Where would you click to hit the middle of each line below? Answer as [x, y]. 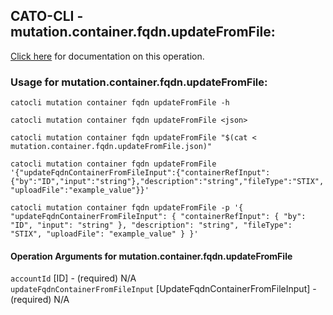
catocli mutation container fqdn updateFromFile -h [120, 103]
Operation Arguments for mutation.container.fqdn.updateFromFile [151, 256]
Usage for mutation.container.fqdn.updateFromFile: [139, 82]
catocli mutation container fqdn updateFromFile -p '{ [127, 208]
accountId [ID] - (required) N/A [73, 278]
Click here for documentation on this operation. [107, 56]
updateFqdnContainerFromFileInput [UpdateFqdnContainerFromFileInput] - [163, 289]
